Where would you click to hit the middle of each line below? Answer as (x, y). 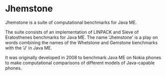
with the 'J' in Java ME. (29, 48)
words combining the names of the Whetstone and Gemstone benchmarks (82, 42)
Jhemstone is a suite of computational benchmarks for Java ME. (71, 22)
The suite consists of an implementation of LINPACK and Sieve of (72, 32)
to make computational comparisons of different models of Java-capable (80, 63)
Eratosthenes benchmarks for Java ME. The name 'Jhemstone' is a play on (82, 37)
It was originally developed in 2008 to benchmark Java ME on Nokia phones (83, 57)
